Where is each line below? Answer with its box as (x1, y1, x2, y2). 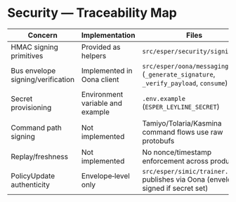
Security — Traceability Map (7, 5, 177, 21)
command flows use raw (142, 127, 223, 137)
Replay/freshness (11, 151, 69, 161)
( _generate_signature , (142, 69, 216, 79)
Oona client (81, 74, 119, 84)
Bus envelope (11, 65, 56, 75)
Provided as (81, 42, 121, 52)
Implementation (81, 30, 136, 40)
